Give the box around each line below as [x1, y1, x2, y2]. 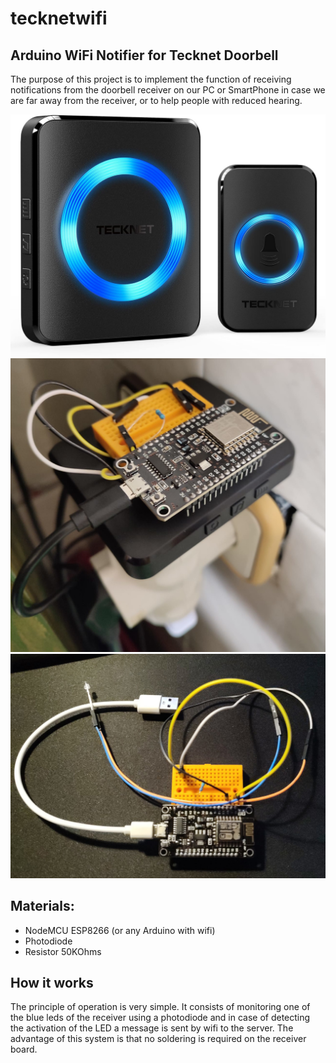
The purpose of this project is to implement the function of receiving [10, 73, 292, 85]
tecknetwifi [10, 7, 108, 30]
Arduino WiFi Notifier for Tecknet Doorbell [10, 47, 279, 64]
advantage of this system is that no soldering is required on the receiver [10, 1033, 307, 1045]
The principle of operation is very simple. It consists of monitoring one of [10, 1001, 311, 1013]
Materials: [10, 898, 75, 915]
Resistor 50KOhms [24, 945, 102, 957]
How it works [10, 974, 94, 991]
